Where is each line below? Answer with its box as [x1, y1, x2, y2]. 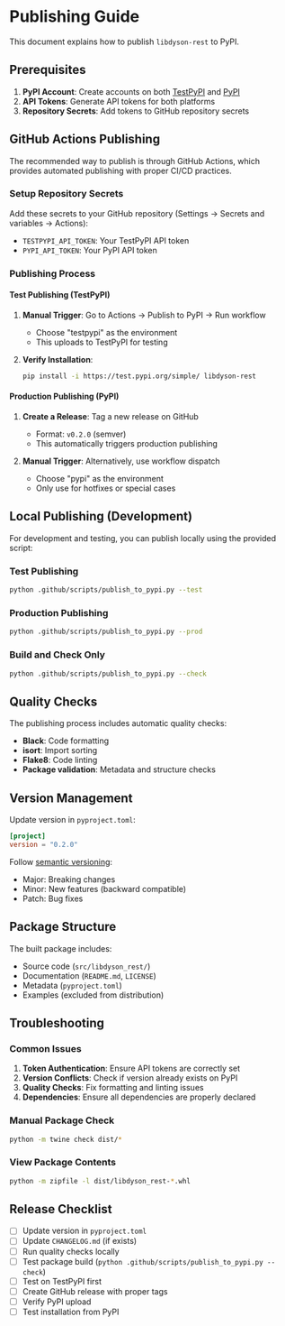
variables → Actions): [9, 217, 88, 228]
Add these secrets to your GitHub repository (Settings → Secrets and [9, 207, 265, 218]
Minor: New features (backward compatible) [22, 883, 187, 894]
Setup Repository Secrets [9, 188, 124, 200]
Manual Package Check [9, 1114, 115, 1127]
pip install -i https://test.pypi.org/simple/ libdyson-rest [22, 372, 257, 381]
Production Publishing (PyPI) [9, 391, 120, 402]
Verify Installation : [22, 354, 94, 364]
